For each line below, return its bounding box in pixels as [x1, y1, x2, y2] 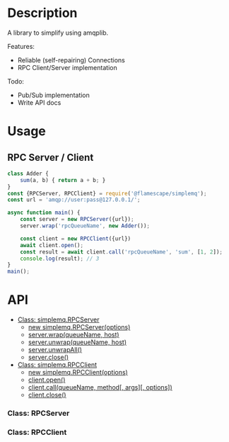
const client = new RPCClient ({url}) [20, 235, 131, 242]
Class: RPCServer [7, 409, 70, 419]
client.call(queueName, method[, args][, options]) [28, 383, 172, 392]
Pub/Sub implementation [17, 91, 90, 99]
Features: [7, 42, 35, 50]
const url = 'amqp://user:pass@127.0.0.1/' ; [7, 196, 141, 203]
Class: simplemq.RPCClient [17, 361, 98, 369]
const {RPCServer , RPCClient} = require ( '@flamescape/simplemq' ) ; [7, 190, 207, 197]
